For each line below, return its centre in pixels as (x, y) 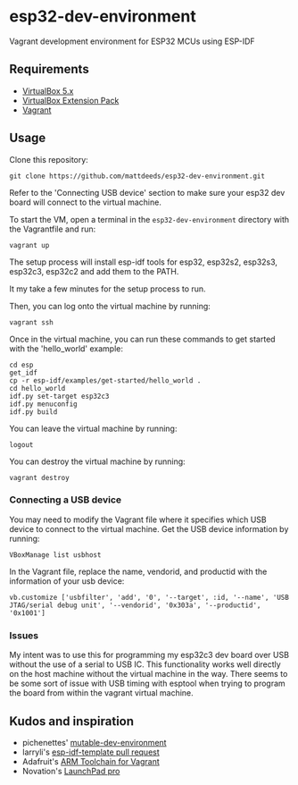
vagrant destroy (39, 477)
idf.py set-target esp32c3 (59, 396)
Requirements (49, 69)
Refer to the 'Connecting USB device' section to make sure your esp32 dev (147, 192)
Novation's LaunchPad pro (71, 771)
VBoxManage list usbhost (55, 555)
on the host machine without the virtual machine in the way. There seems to (149, 674)
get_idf (24, 373)
